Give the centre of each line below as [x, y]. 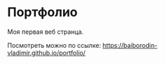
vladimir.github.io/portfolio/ [46, 53]
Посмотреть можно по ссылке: [54, 45]
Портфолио [42, 12]
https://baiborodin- [130, 45]
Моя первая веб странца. [46, 32]
